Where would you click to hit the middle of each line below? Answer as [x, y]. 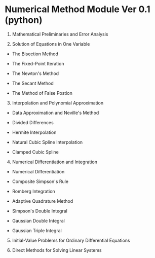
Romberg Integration [33, 191]
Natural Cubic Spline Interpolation [47, 142]
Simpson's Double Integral [40, 211]
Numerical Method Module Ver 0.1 [77, 9]
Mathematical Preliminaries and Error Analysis [60, 34]
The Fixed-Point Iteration [38, 63]
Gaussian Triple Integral [37, 230]
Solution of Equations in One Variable [51, 44]
